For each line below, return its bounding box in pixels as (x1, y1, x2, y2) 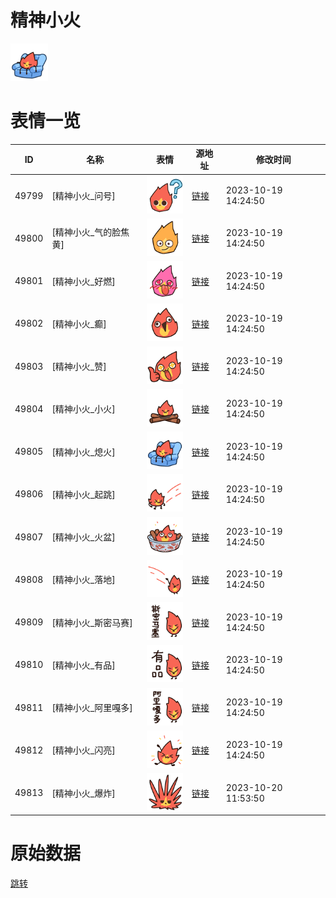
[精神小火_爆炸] (51, 787, 116, 799)
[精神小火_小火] (51, 403, 116, 415)
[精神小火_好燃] (51, 275, 116, 287)
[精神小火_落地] (51, 574, 116, 586)
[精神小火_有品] (51, 659, 116, 671)
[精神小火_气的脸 (51, 226, 122, 238)
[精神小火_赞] (51, 361, 107, 373)
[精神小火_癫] (51, 317, 107, 330)
